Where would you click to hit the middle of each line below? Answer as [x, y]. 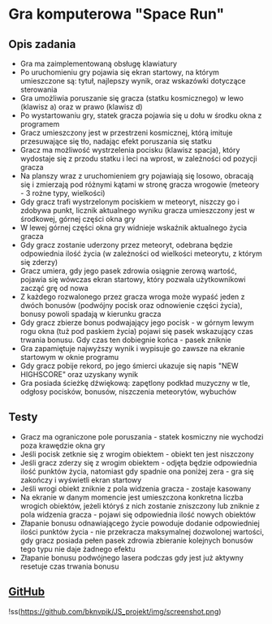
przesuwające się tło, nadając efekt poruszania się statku [116, 141]
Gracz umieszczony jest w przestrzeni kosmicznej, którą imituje [126, 132]
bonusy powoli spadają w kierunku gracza [91, 314]
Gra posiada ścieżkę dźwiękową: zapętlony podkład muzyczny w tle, [135, 383]
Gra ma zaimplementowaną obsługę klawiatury [98, 63]
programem [40, 124]
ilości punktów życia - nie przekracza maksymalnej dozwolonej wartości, [142, 531]
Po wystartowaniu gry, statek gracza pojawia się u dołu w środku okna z [141, 115]
